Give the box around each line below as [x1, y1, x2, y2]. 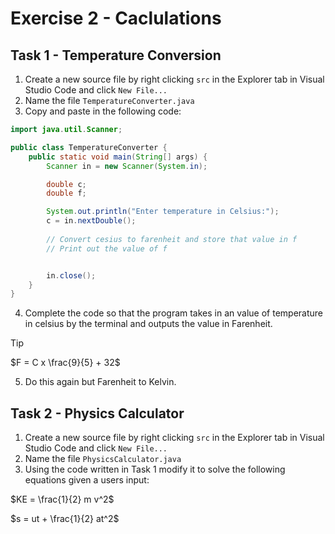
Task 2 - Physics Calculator [10, 405, 185, 422]
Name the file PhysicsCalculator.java [24, 453, 182, 465]
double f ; [46, 188, 87, 199]
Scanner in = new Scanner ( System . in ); [46, 161, 208, 171]
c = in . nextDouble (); [46, 216, 137, 226]
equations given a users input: [24, 474, 150, 486]
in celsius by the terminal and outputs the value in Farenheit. [24, 318, 273, 330]
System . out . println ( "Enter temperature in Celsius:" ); [46, 207, 280, 217]
